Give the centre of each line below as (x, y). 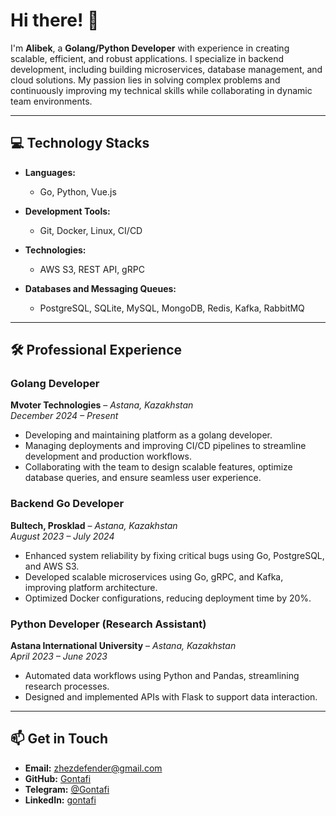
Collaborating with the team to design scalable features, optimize (158, 467)
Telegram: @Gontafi (67, 789)
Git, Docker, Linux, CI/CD (91, 230)
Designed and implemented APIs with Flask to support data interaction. (171, 697)
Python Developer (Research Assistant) (108, 624)
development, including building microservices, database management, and (166, 69)
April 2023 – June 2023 (59, 656)
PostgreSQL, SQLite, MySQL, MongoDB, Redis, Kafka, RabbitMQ (172, 308)
